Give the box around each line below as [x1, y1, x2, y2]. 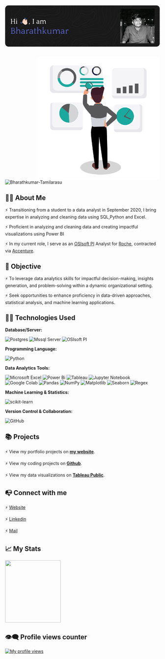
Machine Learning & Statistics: [5, 389, 69, 395]
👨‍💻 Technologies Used [5, 314, 76, 322]
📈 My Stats [5, 544, 41, 553]
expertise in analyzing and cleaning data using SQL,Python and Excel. [5, 214, 146, 220]
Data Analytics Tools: [5, 365, 50, 371]
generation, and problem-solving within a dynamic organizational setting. [5, 282, 153, 288]
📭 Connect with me [5, 489, 67, 497]
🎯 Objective [5, 262, 41, 271]
